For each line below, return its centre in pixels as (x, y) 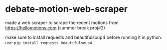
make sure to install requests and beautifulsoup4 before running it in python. (84, 37)
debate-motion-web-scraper (67, 9)
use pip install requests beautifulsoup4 (49, 42)
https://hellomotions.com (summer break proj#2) (55, 27)
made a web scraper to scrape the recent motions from (62, 23)
